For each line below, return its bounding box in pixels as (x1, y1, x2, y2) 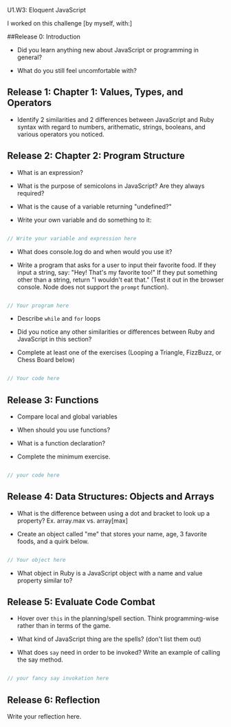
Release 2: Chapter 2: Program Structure (7, 150, 185, 162)
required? (16, 189, 45, 197)
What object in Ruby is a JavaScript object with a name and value (16, 569, 203, 577)
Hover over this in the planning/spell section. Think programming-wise (16, 614, 219, 622)
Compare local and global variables (16, 412, 118, 421)
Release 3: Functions (7, 394, 99, 405)
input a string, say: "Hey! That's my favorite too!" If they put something (16, 268, 218, 276)
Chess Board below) (16, 356, 76, 364)
